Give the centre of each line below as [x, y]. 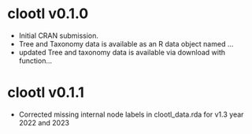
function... [35, 61]
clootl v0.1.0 [48, 14]
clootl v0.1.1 [46, 93]
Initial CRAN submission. [59, 35]
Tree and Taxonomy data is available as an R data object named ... [126, 43]
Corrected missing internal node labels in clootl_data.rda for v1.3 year [131, 114]
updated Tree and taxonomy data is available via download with [122, 52]
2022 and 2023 [44, 122]
